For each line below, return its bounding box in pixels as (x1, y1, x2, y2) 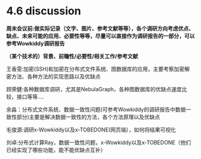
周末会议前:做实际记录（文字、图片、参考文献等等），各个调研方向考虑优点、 (6, 25, 194, 32)
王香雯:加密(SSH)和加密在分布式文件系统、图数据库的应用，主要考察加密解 (6, 65, 190, 73)
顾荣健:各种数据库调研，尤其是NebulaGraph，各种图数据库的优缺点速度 (6, 85, 182, 92)
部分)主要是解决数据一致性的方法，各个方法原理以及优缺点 (16, 113, 160, 121)
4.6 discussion (6, 4, 81, 18)
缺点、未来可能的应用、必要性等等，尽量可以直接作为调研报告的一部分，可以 (6, 32, 195, 40)
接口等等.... (16, 93, 44, 100)
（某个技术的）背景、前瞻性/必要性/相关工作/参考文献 (6, 52, 139, 59)
